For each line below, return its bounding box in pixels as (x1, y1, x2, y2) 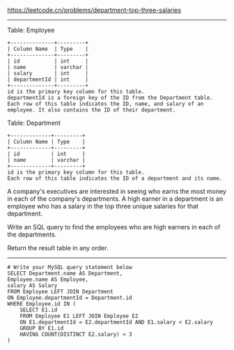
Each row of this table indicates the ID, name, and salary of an (7, 100, 204, 107)
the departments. (7, 230, 57, 238)
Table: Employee (7, 26, 55, 34)
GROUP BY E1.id (19, 325, 64, 332)
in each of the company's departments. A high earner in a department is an (7, 195, 224, 203)
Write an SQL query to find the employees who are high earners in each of (7, 223, 221, 231)
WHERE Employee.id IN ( (7, 300, 77, 307)
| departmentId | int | (7, 76, 89, 83)
